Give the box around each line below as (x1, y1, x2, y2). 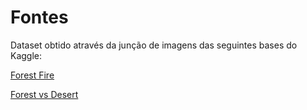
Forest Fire (10, 69, 55, 81)
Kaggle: (10, 49, 43, 61)
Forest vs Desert (10, 88, 79, 100)
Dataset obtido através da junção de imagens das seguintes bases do (10, 39, 298, 51)
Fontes (10, 6, 69, 29)
